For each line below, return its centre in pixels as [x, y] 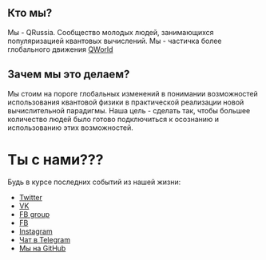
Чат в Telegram [45, 239]
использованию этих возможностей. [70, 128]
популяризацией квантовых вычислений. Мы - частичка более [115, 41]
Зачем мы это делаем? [69, 75]
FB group [34, 214]
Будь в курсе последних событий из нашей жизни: [94, 182]
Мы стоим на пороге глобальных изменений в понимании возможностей [133, 93]
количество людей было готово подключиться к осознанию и [113, 119]
